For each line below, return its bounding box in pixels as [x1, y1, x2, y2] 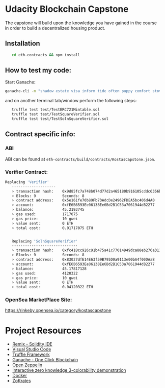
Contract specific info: [5, 130, 76, 139]
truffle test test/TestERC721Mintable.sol [11, 107, 100, 112]
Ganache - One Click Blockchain [12, 357, 78, 363]
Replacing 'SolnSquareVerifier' [11, 238, 78, 244]
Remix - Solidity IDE [12, 341, 53, 347]
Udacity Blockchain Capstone [5, 3, 129, 15]
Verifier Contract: [5, 168, 48, 175]
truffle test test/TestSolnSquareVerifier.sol [11, 116, 109, 121]
